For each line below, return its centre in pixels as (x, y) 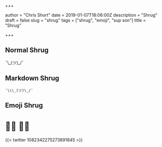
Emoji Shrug (24, 105)
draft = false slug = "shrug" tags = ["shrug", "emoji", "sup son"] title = (76, 20)
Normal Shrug (27, 50)
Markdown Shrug (32, 78)
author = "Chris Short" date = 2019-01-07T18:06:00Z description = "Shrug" (81, 15)
